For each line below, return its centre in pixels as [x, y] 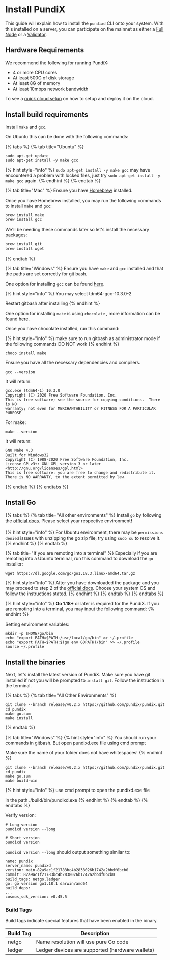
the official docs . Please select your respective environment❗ [69, 521]
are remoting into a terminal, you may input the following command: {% [80, 609]
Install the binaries [35, 662]
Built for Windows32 [27, 455]
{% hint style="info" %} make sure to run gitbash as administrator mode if [83, 338]
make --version [21, 432]
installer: [14, 564]
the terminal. [19, 685]
